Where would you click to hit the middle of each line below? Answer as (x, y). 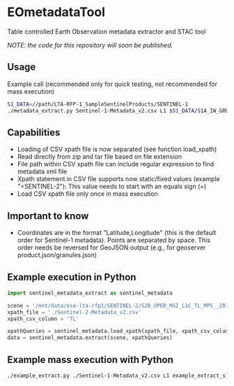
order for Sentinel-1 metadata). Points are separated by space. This (114, 240)
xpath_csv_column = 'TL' (43, 319)
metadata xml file (42, 171)
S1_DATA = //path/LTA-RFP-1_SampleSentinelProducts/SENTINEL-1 (98, 104)
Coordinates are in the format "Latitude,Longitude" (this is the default (117, 233)
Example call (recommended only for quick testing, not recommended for (112, 84)
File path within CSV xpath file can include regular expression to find (116, 164)
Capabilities (34, 133)
